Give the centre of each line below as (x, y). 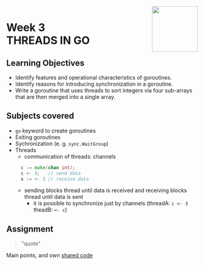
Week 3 (26, 28)
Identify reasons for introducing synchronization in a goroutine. (94, 84)
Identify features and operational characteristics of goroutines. (93, 77)
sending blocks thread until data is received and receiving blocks (105, 190)
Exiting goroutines (38, 137)
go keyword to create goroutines (55, 131)
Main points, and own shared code (49, 255)
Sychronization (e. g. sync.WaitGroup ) (62, 143)
